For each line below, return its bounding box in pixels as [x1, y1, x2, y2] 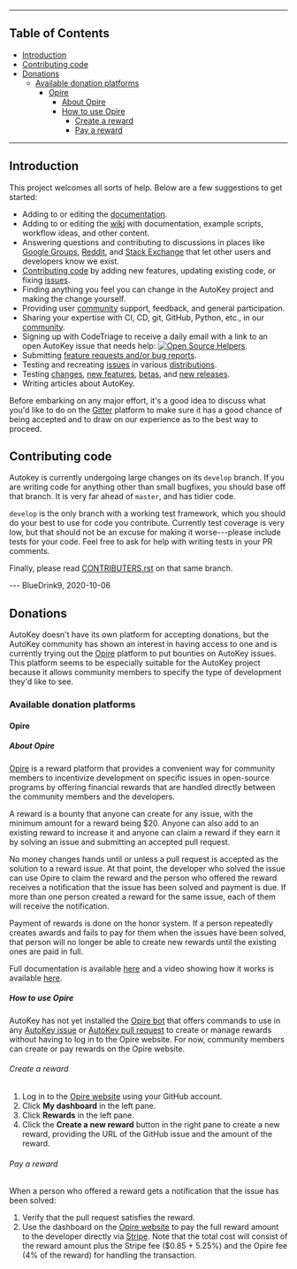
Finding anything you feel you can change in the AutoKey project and [21, 284, 274, 295]
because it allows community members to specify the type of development [9, 667, 282, 678]
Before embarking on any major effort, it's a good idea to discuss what [9, 395, 266, 405]
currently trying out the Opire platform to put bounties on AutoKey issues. [9, 648, 277, 659]
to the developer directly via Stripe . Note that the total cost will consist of [21, 1231, 288, 1242]
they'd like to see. [9, 676, 73, 687]
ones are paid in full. [9, 946, 84, 957]
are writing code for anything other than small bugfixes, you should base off [9, 481, 286, 492]
